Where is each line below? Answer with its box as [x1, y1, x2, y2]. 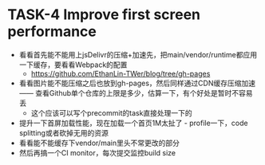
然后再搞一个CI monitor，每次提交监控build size [18, 147, 176, 157]
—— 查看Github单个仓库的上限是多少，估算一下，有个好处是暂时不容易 [18, 88, 253, 97]
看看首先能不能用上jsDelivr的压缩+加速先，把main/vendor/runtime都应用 [18, 49, 257, 59]
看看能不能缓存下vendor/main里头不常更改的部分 [18, 138, 180, 147]
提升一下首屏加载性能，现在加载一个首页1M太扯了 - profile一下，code [18, 118, 248, 128]
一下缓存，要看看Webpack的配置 [18, 60, 128, 69]
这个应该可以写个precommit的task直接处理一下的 [30, 108, 192, 117]
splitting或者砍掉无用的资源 [18, 128, 109, 137]
